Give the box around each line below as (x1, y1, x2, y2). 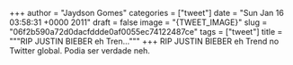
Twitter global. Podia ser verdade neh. (9, 45, 151, 56)
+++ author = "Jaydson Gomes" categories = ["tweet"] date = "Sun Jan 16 (9, 8, 285, 18)
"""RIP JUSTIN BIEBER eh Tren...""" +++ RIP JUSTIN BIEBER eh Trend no (9, 36, 280, 46)
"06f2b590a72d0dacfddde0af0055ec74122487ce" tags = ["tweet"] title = (9, 27, 283, 37)
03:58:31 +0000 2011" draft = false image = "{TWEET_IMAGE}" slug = (9, 17, 268, 28)
